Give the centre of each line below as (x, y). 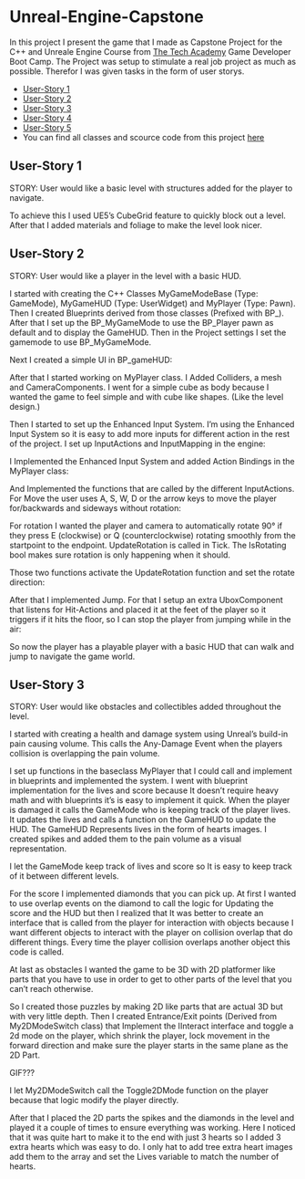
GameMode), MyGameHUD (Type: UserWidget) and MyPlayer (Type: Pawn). (152, 303)
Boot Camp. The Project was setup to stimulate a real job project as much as (153, 61)
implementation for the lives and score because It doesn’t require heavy (144, 790)
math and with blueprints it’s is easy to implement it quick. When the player (150, 800)
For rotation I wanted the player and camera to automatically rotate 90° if (146, 526)
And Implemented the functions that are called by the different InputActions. (152, 488)
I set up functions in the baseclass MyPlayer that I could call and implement (151, 771)
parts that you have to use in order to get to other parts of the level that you (151, 979)
